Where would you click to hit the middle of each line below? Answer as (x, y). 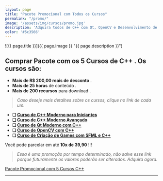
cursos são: (23, 69)
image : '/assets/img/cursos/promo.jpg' (45, 23)
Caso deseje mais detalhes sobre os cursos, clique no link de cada (84, 100)
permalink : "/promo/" (27, 18)
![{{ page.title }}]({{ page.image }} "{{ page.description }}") (64, 46)
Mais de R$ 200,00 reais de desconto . (52, 80)
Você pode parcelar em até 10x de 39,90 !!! (49, 145)
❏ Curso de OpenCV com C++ (43, 130)
